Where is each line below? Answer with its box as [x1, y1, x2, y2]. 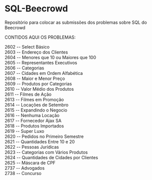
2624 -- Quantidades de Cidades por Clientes [4, 154, 99, 160]
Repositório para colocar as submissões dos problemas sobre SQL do [4, 19, 147, 25]
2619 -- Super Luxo [4, 128, 45, 134]
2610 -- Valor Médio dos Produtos [4, 86, 74, 92]
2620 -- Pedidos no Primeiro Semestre [4, 133, 84, 139]
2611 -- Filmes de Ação [4, 91, 51, 97]
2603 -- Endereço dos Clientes [4, 49, 68, 55]
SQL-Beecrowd [4, 3, 68, 14]
